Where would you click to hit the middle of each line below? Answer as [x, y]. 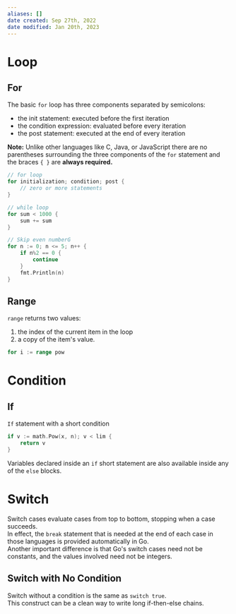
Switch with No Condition [65, 578]
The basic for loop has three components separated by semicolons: [107, 105]
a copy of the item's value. [56, 339]
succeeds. [22, 526]
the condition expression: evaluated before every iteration [101, 126]
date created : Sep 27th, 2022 [52, 20]
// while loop [28, 207]
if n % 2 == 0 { [41, 253]
